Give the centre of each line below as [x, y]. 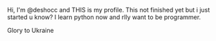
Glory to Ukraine [30, 30]
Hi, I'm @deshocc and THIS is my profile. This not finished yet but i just [109, 10]
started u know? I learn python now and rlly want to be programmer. [104, 17]
